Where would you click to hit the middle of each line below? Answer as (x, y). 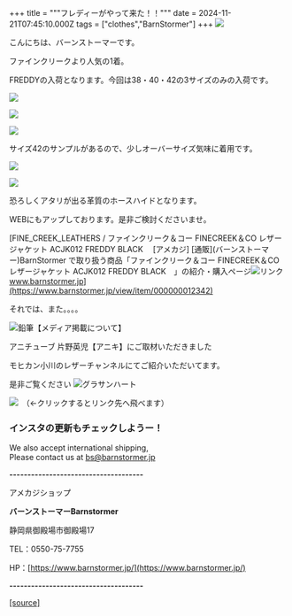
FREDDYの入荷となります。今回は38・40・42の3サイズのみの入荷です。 (141, 80)
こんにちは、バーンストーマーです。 (74, 42)
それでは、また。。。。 (46, 309)
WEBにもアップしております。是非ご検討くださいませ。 (110, 219)
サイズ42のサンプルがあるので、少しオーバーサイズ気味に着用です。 (133, 148)
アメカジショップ (40, 493)
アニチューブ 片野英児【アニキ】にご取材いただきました (111, 346)
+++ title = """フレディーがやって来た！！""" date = (103, 13)
